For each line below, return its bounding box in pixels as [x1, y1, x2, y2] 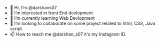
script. [9, 26, 23, 32]
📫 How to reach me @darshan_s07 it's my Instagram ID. [9, 31, 126, 37]
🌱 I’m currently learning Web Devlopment [9, 15, 95, 21]
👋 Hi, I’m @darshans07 [9, 5, 57, 10]
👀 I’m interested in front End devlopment [9, 10, 93, 16]
